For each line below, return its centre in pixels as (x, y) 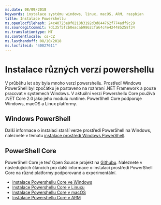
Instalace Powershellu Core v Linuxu (48, 188)
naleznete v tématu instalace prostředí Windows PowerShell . (65, 136)
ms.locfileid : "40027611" (31, 46)
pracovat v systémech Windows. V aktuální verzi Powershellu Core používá (80, 93)
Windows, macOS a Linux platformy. (41, 103)
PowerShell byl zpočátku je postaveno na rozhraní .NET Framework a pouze (80, 88)
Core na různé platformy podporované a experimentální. (61, 173)
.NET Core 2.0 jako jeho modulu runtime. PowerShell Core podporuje (73, 98)
